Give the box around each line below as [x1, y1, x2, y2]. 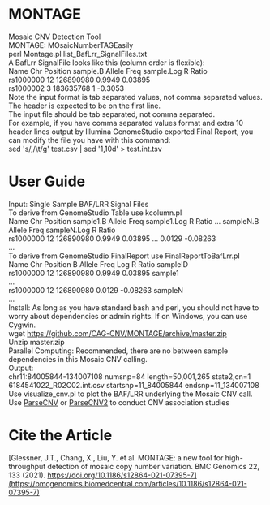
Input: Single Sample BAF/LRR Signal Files [8, 199, 149, 209]
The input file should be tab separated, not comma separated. [8, 109, 216, 119]
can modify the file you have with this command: [8, 135, 171, 145]
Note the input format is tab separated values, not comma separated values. [8, 92, 263, 101]
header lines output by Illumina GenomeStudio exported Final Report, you [8, 127, 254, 136]
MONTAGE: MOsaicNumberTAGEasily [8, 40, 134, 50]
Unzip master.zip [8, 337, 65, 347]
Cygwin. [8, 320, 36, 330]
